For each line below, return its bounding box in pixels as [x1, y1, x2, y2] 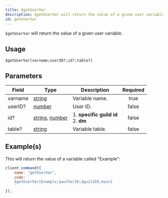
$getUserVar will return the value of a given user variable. [5, 30, 123, 36]
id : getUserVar [5, 16, 37, 21]
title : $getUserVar [5, 7, 46, 12]
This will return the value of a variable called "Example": [5, 155, 121, 161]
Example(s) [5, 142, 41, 151]
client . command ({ [5, 165, 41, 170]
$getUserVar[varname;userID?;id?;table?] [5, 58, 93, 63]
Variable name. [72, 95, 108, 101]
